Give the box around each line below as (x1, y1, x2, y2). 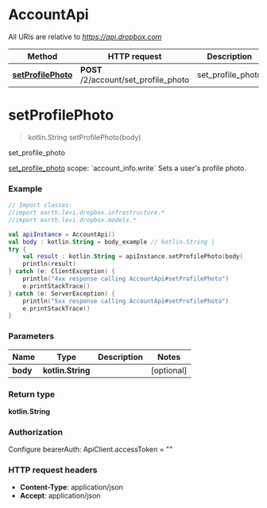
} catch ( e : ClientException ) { (8, 268, 115, 275)
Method (27, 50, 58, 61)
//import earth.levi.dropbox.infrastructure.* (8, 209, 165, 217)
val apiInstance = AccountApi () (8, 230, 115, 238)
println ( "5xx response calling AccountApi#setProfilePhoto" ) (22, 297, 229, 305)
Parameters (8, 330, 54, 342)
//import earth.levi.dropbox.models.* (8, 216, 137, 224)
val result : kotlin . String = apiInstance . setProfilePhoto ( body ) (22, 252, 244, 260)
